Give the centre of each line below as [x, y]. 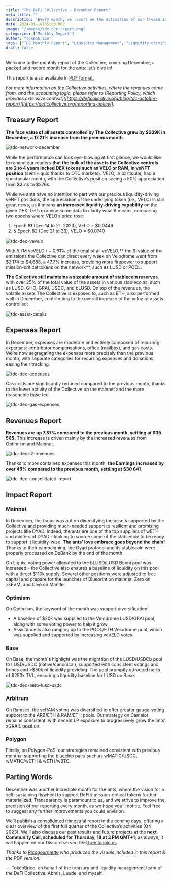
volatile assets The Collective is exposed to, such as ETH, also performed [82, 293]
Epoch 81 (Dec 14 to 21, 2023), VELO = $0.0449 [63, 226]
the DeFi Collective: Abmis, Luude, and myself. [55, 873]
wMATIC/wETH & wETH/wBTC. [38, 761]
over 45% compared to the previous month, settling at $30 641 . [74, 469]
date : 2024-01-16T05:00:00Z [36, 24]
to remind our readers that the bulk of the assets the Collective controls [82, 163]
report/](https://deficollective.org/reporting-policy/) [59, 104]
